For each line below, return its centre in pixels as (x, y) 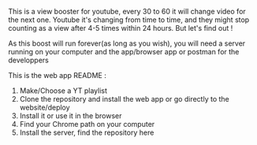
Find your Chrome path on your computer (87, 124)
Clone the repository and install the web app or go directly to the (125, 99)
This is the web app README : (57, 75)
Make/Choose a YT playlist (63, 91)
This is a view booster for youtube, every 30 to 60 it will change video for (127, 11)
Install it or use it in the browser (71, 116)
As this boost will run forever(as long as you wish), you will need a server (127, 43)
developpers (28, 60)
